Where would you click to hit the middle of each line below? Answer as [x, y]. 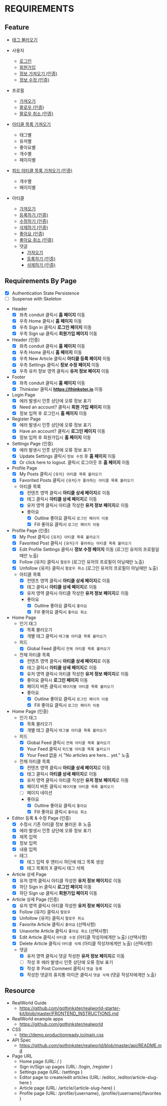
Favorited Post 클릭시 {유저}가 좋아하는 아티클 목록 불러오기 [75, 543]
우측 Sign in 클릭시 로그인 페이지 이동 [55, 327]
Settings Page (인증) [32, 444]
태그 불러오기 [25, 40]
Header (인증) [26, 340]
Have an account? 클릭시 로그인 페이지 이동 [62, 431]
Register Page [26, 419]
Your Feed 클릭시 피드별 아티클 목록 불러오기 [68, 749]
